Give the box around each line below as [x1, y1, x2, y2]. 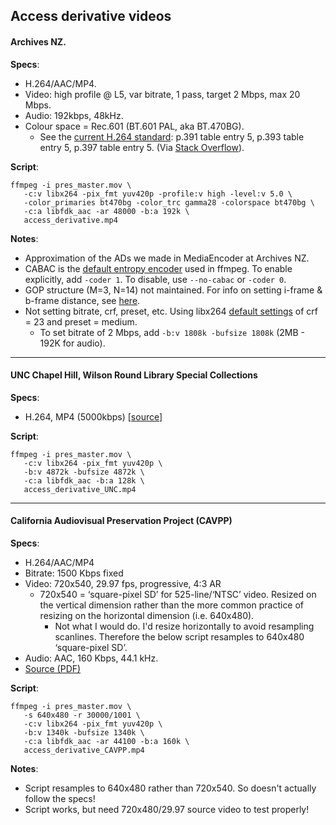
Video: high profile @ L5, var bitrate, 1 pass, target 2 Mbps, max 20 [24, 88, 301, 100]
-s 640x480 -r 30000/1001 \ [23, 710, 141, 720]
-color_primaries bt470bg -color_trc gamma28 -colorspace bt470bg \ [23, 197, 315, 208]
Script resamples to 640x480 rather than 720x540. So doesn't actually [24, 782, 317, 794]
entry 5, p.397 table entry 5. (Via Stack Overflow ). [39, 141, 245, 153]
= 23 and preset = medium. [24, 315, 138, 328]
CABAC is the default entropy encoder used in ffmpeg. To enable [24, 262, 293, 274]
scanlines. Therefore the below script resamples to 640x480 [54, 631, 305, 643]
